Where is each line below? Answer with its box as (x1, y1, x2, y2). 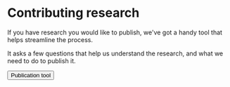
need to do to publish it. (7, 56, 76, 65)
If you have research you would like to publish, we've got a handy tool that (7, 28, 223, 36)
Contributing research (7, 5, 140, 21)
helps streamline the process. (7, 35, 94, 43)
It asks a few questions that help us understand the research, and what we (7, 49, 224, 58)
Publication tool (11, 72, 51, 79)
